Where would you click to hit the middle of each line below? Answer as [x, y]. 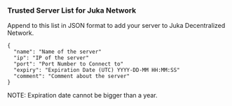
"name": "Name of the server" [57, 52]
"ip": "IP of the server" [52, 58]
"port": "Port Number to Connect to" [69, 64]
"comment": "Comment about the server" [72, 76]
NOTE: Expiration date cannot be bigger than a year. [82, 96]
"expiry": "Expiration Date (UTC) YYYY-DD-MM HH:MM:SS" [97, 70]
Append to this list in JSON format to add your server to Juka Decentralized [116, 26]
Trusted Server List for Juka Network [72, 10]
